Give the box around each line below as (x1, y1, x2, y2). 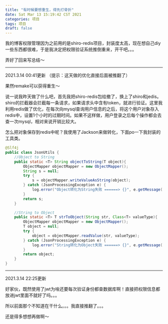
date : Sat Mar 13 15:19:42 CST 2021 (5, 12, 81, 17)
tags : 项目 (5, 21, 26, 26)
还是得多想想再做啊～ (5, 314, 49, 320)
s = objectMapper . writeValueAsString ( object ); (31, 178, 131, 183)
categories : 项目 (5, 16, 40, 21)
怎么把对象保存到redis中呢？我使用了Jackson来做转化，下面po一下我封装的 (5, 129, 161, 135)
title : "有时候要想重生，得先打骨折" (5, 7, 74, 12)
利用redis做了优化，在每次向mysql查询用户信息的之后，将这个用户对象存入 (5, 106, 159, 112)
